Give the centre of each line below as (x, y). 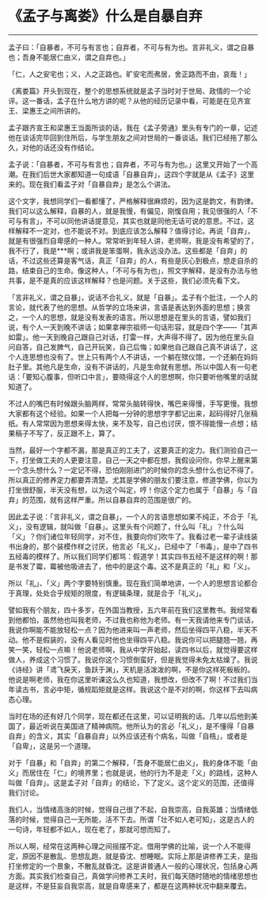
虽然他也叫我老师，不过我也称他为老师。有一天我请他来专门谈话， (150, 619)
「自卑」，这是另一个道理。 (51, 746)
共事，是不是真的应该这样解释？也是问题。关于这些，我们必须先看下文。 (126, 280)
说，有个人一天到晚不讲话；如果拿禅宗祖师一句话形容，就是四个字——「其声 (133, 327)
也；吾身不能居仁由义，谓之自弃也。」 (69, 57)
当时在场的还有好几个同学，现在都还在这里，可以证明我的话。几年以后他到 (129, 716)
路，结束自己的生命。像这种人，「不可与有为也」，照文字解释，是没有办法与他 (133, 270)
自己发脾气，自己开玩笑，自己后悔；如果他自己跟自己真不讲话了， (143, 347)
